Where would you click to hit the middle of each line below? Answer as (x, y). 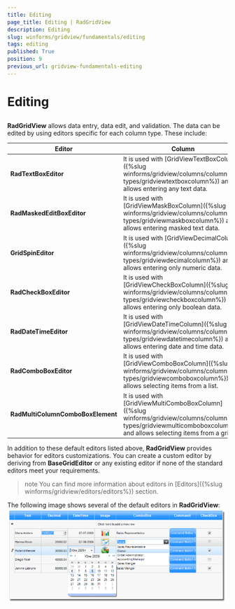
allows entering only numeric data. (173, 267)
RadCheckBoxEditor (40, 292)
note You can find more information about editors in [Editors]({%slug (123, 484)
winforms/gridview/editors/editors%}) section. (91, 492)
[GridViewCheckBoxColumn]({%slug (176, 285)
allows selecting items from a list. (171, 386)
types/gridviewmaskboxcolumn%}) (174, 221)
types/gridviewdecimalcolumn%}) (172, 260)
